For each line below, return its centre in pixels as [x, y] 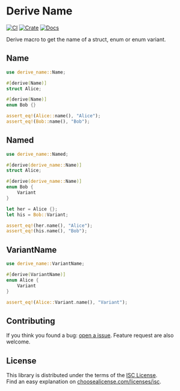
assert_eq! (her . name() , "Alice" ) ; [50, 226]
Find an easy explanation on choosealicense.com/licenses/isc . [84, 381]
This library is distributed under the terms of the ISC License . [82, 375]
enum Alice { [23, 280]
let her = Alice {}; [32, 209]
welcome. [18, 342]
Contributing [31, 321]
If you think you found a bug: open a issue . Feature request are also [90, 336]
